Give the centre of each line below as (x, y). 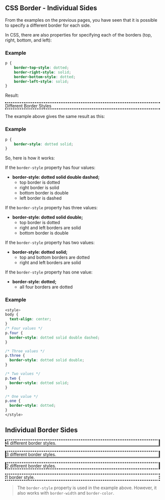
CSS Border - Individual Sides (51, 8)
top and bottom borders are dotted (55, 257)
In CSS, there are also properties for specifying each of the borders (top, (79, 35)
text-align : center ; (30, 319)
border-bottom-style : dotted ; (45, 77)
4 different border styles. (31, 443)
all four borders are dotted (46, 287)
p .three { (15, 356)
